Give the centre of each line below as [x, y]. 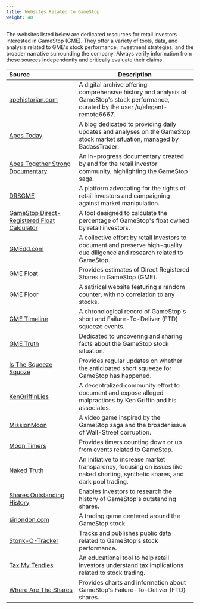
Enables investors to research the [126, 491]
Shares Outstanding [37, 495]
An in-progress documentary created [132, 156]
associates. [95, 408]
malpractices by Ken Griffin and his [128, 400]
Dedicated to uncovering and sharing [131, 336]
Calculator [24, 227]
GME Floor [24, 294]
